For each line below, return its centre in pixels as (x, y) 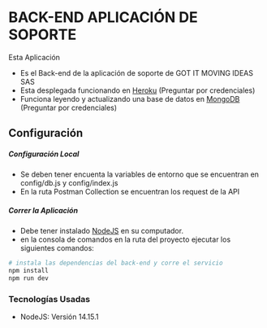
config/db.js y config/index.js (69, 183)
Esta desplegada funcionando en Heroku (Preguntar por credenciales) (138, 90)
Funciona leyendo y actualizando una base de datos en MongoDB (130, 98)
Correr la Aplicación (43, 210)
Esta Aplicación (34, 57)
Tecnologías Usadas (50, 299)
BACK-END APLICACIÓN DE (103, 17)
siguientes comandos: (57, 248)
